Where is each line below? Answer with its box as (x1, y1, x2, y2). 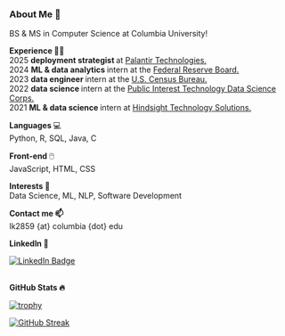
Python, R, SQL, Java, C (9, 133, 97, 143)
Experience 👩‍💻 (9, 45, 65, 56)
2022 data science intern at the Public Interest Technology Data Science (9, 84, 276, 94)
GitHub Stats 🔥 (9, 283, 65, 293)
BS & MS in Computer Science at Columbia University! (9, 29, 208, 39)
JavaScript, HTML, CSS (9, 164, 96, 175)
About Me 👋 (9, 8, 61, 20)
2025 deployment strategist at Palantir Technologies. (9, 55, 208, 66)
